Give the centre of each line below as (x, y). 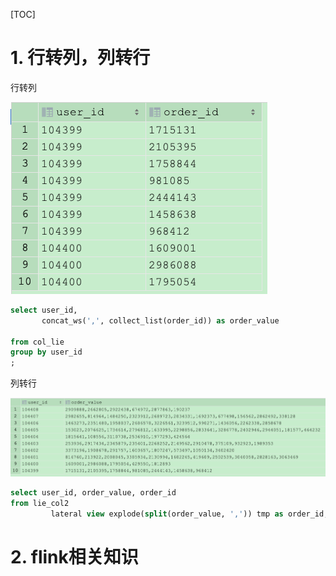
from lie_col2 (40, 504)
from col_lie (37, 342)
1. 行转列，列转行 (80, 58)
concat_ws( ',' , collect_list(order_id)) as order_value (160, 320)
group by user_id (46, 352)
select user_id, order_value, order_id (93, 493)
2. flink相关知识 (74, 557)
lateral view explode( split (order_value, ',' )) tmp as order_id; (189, 514)
